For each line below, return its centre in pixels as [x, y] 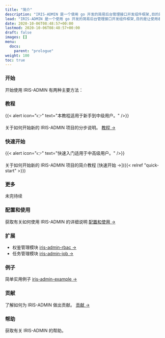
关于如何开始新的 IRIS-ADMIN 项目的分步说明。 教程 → [60, 127]
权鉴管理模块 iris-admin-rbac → [44, 247]
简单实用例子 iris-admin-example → [41, 279]
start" [11, 171]
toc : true [15, 60]
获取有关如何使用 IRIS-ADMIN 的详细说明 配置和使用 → [60, 222]
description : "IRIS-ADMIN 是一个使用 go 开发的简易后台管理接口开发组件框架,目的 [82, 14]
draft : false [18, 33]
